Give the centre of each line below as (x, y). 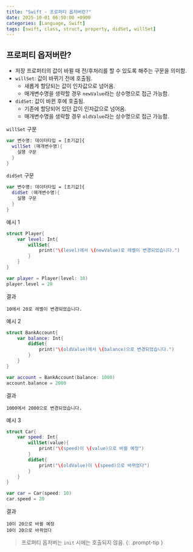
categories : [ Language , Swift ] (46, 23)
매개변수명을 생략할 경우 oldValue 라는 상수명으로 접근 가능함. (96, 117)
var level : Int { (38, 239)
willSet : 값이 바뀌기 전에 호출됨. (54, 78)
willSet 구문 (22, 129)
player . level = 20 (29, 284)
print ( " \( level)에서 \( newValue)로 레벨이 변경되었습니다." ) (109, 250)
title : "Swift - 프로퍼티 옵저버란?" (49, 12)
